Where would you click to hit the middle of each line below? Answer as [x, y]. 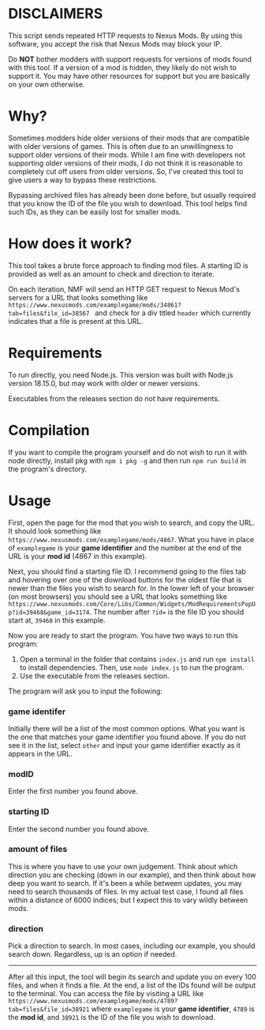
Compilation [49, 430]
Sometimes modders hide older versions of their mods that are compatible [129, 138]
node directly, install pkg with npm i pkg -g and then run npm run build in [127, 460]
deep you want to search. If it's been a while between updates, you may [125, 883]
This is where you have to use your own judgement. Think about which [123, 866]
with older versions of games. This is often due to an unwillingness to [121, 146]
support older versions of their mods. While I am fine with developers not [127, 154]
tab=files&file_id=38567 [49, 313]
